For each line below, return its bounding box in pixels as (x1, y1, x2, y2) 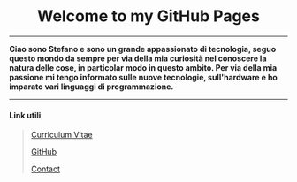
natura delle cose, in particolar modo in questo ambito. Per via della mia (9, 62, 278, 72)
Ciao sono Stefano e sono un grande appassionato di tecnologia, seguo (9, 43, 277, 54)
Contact (30, 163, 60, 174)
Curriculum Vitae (30, 130, 93, 140)
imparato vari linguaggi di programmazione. (9, 81, 174, 92)
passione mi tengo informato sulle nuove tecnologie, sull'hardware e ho (9, 72, 278, 82)
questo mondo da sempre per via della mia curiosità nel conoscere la (9, 53, 267, 64)
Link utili (9, 110, 42, 120)
